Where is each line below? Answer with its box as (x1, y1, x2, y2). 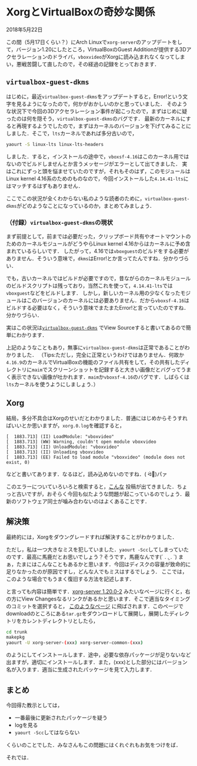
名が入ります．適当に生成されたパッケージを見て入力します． (6, 666, 155, 673)
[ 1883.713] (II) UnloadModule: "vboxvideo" (6, 444, 119, 450)
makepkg (6, 634, 25, 641)
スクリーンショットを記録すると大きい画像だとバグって (47, 366, 181, 373)
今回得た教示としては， (6, 701, 63, 708)
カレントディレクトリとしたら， (21, 617, 99, 624)
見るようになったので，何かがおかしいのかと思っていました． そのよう (16, 100, 188, 107)
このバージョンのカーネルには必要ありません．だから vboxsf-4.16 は (26, 297, 190, 304)
